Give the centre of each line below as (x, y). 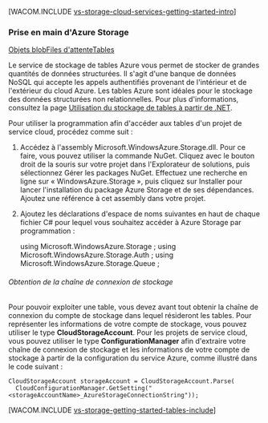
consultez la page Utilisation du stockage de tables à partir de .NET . (120, 108)
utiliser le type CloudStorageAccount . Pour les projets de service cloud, (128, 332)
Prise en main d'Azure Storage (69, 32)
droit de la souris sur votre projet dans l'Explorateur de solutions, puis (135, 164)
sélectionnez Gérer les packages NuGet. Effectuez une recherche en (134, 173)
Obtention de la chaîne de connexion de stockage (91, 282)
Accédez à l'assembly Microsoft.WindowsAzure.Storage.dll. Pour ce (133, 147)
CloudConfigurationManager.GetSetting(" (84, 388)
